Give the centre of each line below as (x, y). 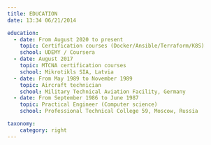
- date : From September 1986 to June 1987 (76, 98)
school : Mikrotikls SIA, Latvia (67, 72)
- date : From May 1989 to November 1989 (73, 78)
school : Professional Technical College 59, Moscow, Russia (109, 111)
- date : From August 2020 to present (68, 39)
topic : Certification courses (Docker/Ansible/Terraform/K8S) (112, 46)
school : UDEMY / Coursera (58, 53)
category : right (44, 130)
